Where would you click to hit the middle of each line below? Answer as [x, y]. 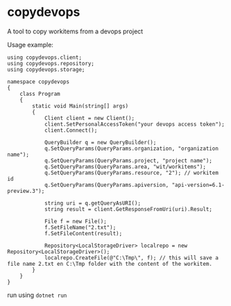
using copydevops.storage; [46, 69]
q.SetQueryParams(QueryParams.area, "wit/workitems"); [125, 167]
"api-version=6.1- [198, 185]
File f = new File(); [76, 221]
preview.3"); [26, 191]
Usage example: [31, 44]
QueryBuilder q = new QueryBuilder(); [100, 142]
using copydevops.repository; [51, 63]
